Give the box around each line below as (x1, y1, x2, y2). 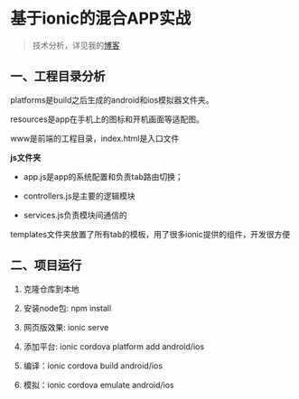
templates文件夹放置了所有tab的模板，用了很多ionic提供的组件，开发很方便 (10, 228, 291, 239)
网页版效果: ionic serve (23, 321, 109, 332)
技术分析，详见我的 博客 (32, 40, 120, 51)
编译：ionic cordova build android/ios (23, 360, 164, 371)
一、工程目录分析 (10, 69, 106, 84)
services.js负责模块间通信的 (23, 209, 127, 220)
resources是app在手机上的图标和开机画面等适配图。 (10, 114, 204, 125)
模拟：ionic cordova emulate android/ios (23, 379, 174, 390)
